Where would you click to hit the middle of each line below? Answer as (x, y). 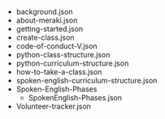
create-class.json (45, 37)
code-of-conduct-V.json (56, 46)
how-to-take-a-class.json (59, 72)
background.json (44, 12)
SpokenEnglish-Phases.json (75, 98)
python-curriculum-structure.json (72, 63)
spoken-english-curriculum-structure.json (87, 81)
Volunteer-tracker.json (54, 106)
